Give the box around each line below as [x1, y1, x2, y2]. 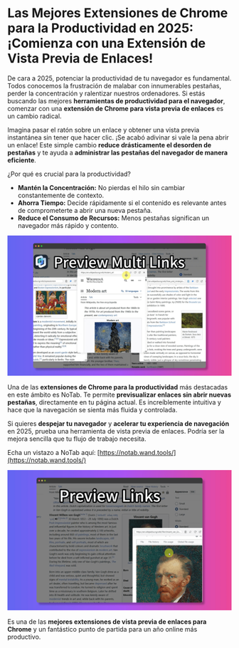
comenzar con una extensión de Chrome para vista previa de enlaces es [7, 104, 224, 113]
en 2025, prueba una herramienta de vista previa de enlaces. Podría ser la [7, 427, 225, 435]
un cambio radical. [7, 112, 62, 120]
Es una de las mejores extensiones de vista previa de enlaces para [7, 617, 207, 626]
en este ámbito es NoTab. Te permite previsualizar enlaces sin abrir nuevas [7, 390, 232, 399]
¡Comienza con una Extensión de [7, 36, 206, 51]
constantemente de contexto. [17, 191, 105, 199]
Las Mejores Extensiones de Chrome [7, 5, 228, 21]
